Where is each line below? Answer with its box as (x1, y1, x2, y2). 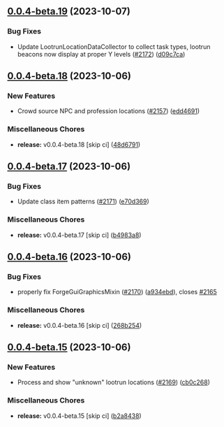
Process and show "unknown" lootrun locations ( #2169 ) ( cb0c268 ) (17, 378, 211, 386)
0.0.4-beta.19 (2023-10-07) (7, 6, 130, 17)
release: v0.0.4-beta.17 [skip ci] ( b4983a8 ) (17, 231, 142, 239)
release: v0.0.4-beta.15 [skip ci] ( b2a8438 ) (17, 412, 142, 420)
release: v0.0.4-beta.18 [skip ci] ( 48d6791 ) (17, 140, 141, 149)
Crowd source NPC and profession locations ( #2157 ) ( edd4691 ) (17, 107, 200, 115)
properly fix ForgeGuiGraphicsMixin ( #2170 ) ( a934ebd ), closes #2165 (17, 288, 218, 296)
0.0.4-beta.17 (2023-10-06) (7, 161, 131, 173)
